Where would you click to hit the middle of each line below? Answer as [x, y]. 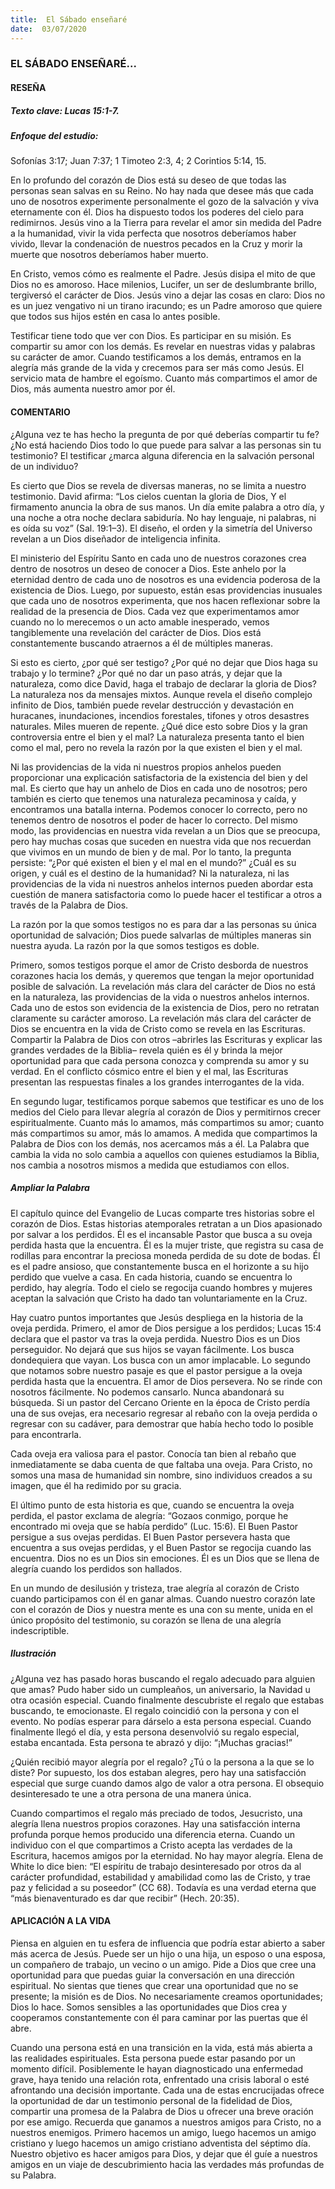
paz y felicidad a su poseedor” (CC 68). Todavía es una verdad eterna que [163, 1887]
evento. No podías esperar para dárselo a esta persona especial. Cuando [161, 1721]
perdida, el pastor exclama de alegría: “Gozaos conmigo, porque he [149, 1515]
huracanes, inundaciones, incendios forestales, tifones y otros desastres [160, 715]
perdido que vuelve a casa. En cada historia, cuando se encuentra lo [151, 1277]
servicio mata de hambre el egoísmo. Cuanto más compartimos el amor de [164, 378]
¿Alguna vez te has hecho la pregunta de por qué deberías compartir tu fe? [165, 434]
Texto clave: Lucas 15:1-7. [65, 110]
